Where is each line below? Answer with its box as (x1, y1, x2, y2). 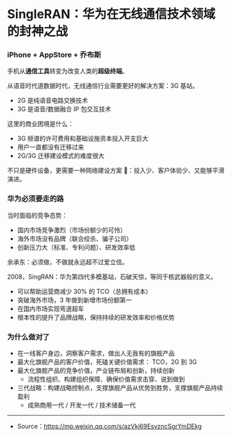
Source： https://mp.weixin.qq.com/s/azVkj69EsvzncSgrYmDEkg (17, 422, 202, 431)
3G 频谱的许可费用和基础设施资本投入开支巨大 (17, 134, 148, 142)
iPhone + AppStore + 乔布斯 (7, 50, 101, 59)
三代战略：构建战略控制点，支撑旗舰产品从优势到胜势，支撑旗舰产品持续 (17, 384, 223, 392)
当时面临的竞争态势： (7, 211, 68, 219)
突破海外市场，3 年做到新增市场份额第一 (17, 295, 133, 304)
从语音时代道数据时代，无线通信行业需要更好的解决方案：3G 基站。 (7, 82, 199, 90)
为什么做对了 (7, 332, 50, 342)
